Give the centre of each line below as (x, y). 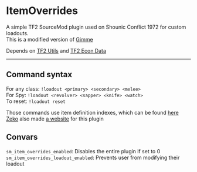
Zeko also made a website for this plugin (55, 119)
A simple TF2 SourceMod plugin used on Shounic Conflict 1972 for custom (96, 27)
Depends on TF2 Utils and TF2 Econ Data (56, 50)
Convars (22, 137)
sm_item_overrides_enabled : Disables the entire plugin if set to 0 (83, 151)
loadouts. (17, 33)
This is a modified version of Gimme (50, 39)
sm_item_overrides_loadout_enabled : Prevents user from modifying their (93, 157)
